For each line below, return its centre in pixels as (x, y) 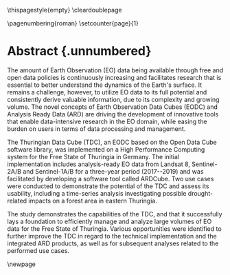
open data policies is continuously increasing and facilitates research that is (114, 77)
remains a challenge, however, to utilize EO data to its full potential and (107, 92)
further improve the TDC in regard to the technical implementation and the (112, 236)
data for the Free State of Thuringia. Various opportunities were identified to (114, 228)
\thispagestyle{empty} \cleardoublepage (65, 10)
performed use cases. (38, 250)
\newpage (22, 264)
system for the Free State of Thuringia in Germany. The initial (93, 156)
